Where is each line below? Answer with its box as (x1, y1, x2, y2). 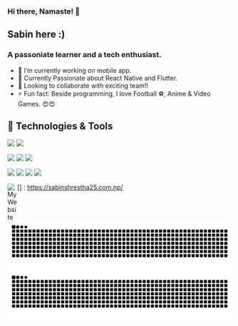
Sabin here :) (7, 29, 66, 41)
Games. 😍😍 (17, 99, 56, 108)
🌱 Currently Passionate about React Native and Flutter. (17, 73, 178, 82)
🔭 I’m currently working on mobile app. (17, 66, 132, 74)
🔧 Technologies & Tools (7, 121, 113, 132)
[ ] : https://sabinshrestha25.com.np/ (17, 183, 123, 192)
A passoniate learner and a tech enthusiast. (7, 50, 162, 60)
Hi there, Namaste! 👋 (7, 6, 81, 16)
